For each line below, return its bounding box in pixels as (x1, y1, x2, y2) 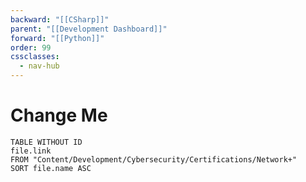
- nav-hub (19, 61, 60, 71)
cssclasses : (10, 52, 60, 62)
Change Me (10, 104, 108, 127)
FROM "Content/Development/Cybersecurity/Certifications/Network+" (10, 154, 298, 165)
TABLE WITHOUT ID (10, 137, 83, 147)
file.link (10, 146, 52, 156)
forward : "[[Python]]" (10, 33, 105, 43)
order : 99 (10, 42, 52, 53)
